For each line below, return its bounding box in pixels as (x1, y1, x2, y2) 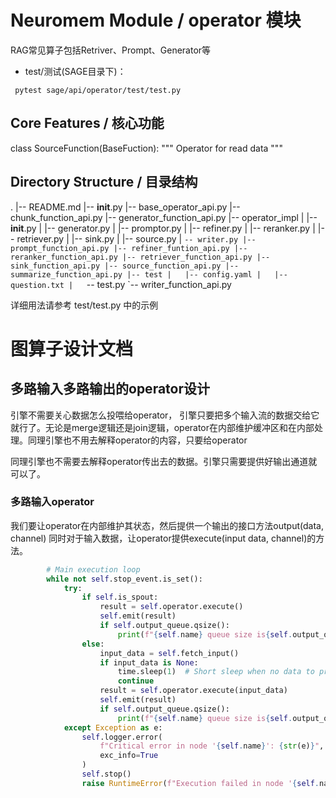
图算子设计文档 (10, 337, 134, 360)
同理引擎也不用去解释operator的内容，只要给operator (27, 434, 248, 446)
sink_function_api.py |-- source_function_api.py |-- (10, 261, 240, 271)
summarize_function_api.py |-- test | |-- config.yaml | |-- (10, 269, 288, 280)
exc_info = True (99, 751, 159, 761)
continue (117, 676, 155, 686)
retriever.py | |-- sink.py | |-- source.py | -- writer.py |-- (16, 232, 257, 245)
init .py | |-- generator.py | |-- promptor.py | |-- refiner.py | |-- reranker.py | (10, 222, 316, 234)
